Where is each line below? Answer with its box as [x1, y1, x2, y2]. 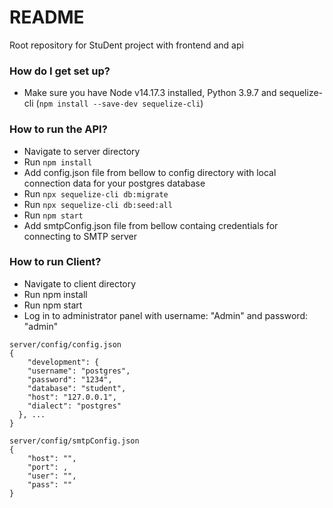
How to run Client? [9, 255, 102, 269]
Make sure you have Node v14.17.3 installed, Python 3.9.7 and [23, 87, 277, 99]
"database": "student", [27, 383, 127, 393]
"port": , [27, 462, 69, 472]
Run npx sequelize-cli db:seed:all [23, 198, 173, 210]
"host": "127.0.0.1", [27, 392, 117, 402]
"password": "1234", [27, 374, 113, 385]
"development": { [27, 357, 100, 367]
